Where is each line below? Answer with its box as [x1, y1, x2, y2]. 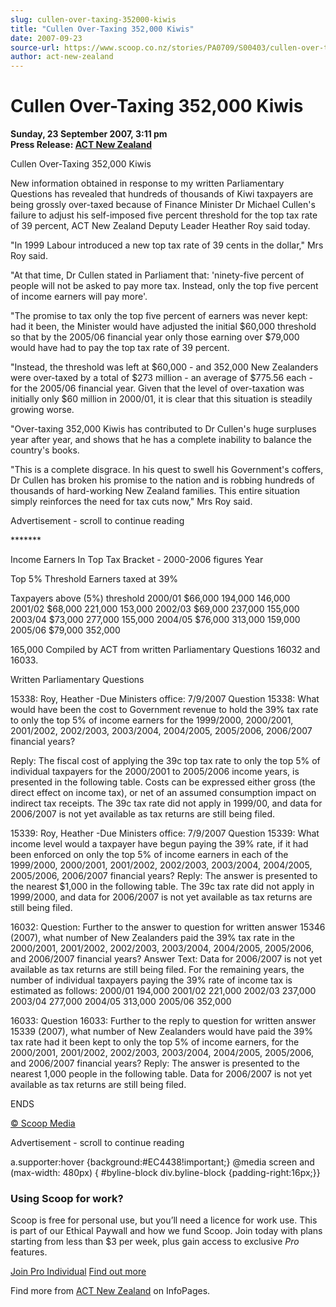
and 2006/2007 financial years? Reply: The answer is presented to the [10, 1057, 300, 1070]
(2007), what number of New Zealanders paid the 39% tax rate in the [10, 932, 295, 944]
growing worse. [10, 404, 75, 416]
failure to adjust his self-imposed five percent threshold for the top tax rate [10, 209, 318, 221]
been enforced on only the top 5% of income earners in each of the [10, 849, 289, 861]
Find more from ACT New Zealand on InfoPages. [10, 1285, 211, 1297]
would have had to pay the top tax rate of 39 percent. [10, 342, 230, 354]
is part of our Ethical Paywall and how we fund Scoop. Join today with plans [10, 1225, 323, 1237]
